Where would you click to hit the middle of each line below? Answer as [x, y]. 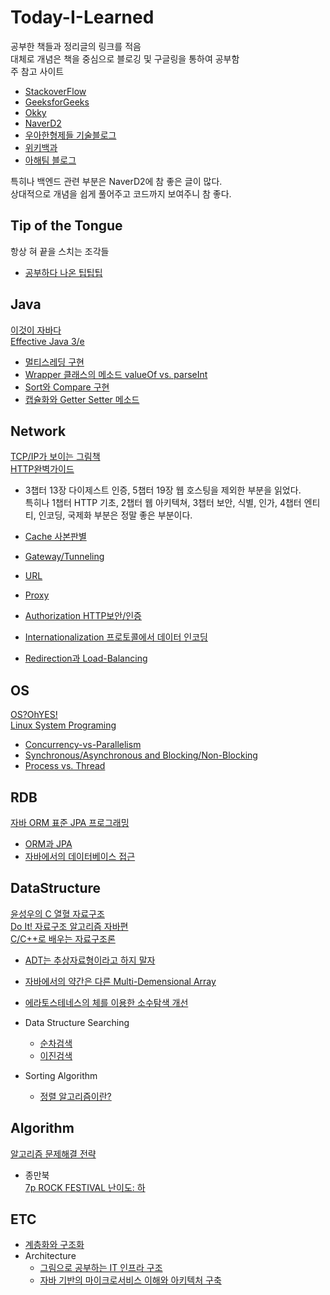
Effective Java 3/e [47, 341]
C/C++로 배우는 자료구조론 [63, 938]
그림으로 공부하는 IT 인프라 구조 [101, 1268]
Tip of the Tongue [66, 226]
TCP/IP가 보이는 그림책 [55, 457]
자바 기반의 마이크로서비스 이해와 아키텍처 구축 [130, 1280]
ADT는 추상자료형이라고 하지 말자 [90, 960]
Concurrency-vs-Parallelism [83, 745]
